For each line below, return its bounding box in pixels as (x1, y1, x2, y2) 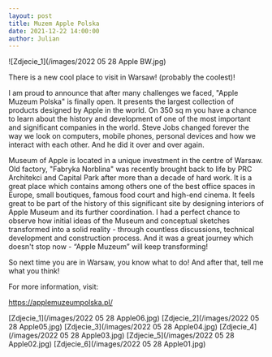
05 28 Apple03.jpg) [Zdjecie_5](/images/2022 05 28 (59, 330, 235, 341)
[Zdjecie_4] (218, 322, 257, 332)
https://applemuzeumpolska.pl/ (8, 298, 114, 308)
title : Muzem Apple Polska (8, 19, 100, 28)
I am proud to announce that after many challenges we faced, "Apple (8, 88, 239, 98)
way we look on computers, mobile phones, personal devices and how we (8, 131, 256, 141)
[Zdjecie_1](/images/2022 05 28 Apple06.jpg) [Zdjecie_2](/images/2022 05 (8, 313, 260, 323)
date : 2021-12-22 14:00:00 (8, 27, 100, 35)
